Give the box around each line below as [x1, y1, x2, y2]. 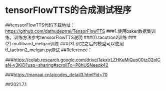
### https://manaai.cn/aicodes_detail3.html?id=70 [5, 72, 107, 78]
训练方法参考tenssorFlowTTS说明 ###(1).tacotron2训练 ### [13, 34, 136, 40]
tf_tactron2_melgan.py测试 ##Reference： [5, 47, 92, 53]
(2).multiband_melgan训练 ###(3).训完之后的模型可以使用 [5, 40, 124, 46]
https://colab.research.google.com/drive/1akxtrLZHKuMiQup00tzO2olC [13, 57, 161, 63]
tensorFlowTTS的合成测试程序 [5, 4, 131, 16]
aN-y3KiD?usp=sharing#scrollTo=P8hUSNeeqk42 [5, 62, 108, 68]
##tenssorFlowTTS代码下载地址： [5, 22, 75, 28]
